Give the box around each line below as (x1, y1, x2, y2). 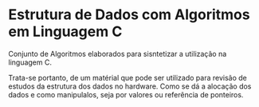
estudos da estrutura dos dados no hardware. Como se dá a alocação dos (8, 81, 252, 91)
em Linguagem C (8, 22, 123, 41)
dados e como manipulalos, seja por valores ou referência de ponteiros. (8, 89, 244, 99)
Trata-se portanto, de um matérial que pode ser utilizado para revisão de (8, 73, 247, 82)
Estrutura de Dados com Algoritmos (8, 6, 250, 24)
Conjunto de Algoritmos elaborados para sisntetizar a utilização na (8, 49, 227, 58)
